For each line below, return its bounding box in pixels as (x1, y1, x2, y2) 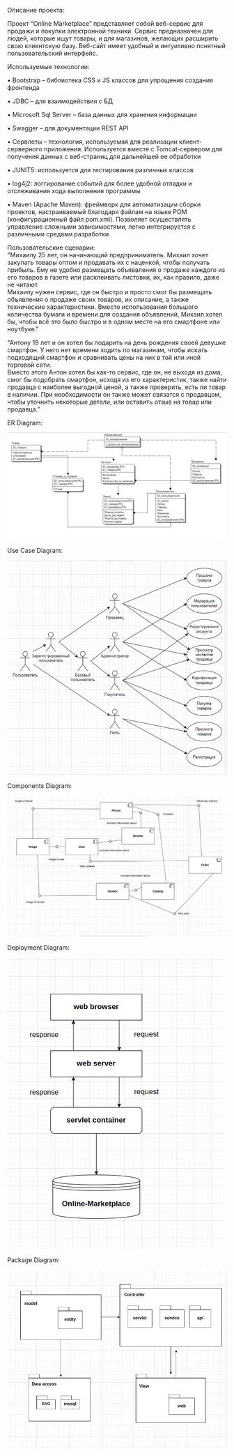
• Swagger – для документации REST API (7, 124, 129, 132)
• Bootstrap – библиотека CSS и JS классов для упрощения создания (7, 76, 214, 84)
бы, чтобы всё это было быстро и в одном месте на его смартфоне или (7, 317, 221, 326)
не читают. (7, 280, 40, 289)
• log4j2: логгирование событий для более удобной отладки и (7, 179, 192, 188)
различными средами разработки (7, 230, 109, 238)
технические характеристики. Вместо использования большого (7, 303, 198, 311)
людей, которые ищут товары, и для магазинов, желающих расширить (7, 34, 219, 43)
